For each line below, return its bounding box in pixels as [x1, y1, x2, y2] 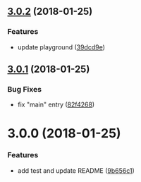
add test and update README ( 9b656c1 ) [17, 166, 135, 175]
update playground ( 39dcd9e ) [17, 42, 106, 51]
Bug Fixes [7, 85, 42, 94]
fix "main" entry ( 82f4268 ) [17, 100, 95, 109]
